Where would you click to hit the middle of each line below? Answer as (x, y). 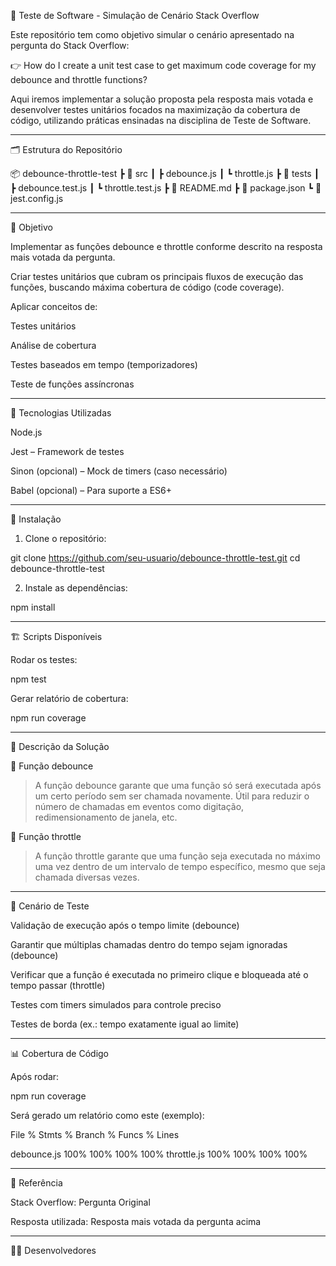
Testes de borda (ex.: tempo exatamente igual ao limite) (125, 1024)
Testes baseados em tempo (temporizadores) (104, 364)
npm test (28, 679)
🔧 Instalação (36, 519)
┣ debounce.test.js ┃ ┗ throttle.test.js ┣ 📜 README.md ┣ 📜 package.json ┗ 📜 (166, 188)
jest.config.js (37, 198)
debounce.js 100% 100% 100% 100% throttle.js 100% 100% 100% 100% (159, 1154)
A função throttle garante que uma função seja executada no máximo (177, 856)
